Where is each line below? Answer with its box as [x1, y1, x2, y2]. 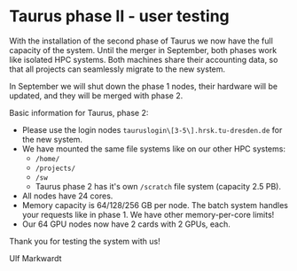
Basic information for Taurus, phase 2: [9, 107, 149, 118]
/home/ [35, 154, 60, 163]
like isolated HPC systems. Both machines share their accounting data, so [9, 54, 278, 65]
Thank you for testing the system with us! [9, 236, 161, 246]
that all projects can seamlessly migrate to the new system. [9, 64, 226, 74]
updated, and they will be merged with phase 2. [9, 90, 184, 101]
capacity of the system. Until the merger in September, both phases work [9, 44, 277, 55]
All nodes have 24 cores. [21, 190, 113, 201]
